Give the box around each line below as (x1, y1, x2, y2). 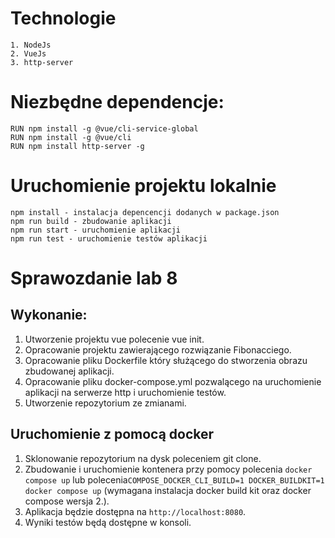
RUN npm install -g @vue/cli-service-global (10, 123, 199, 134)
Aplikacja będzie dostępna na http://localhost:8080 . (24, 505, 247, 517)
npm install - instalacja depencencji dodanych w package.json (10, 207, 280, 217)
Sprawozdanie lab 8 (10, 267, 178, 289)
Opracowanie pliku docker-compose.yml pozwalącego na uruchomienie (24, 375, 322, 387)
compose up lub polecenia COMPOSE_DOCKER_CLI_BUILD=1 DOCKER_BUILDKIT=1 (24, 473, 325, 486)
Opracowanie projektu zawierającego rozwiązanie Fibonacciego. (24, 343, 292, 356)
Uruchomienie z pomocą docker (10, 426, 215, 443)
